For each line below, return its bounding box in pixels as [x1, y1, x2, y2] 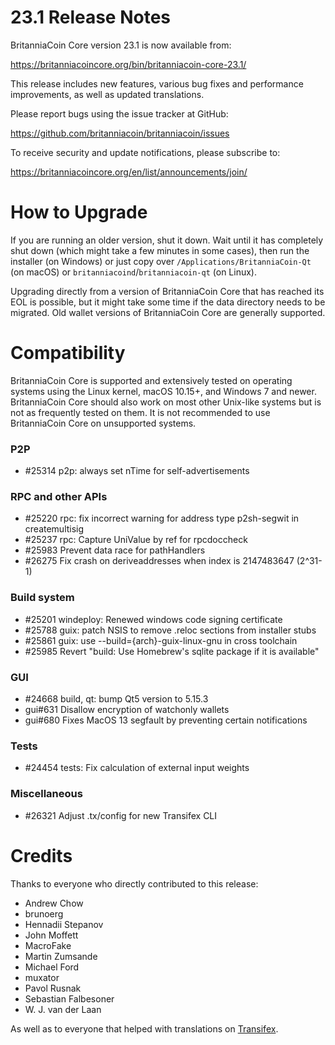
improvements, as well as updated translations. [10, 88, 205, 100]
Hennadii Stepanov [24, 918, 104, 930]
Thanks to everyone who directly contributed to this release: [10, 877, 259, 890]
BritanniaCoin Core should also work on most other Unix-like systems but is [10, 396, 322, 408]
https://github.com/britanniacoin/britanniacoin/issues [10, 127, 230, 139]
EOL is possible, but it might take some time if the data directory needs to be [10, 296, 326, 308]
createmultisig [24, 523, 85, 535]
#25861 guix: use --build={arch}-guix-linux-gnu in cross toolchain [24, 634, 298, 646]
